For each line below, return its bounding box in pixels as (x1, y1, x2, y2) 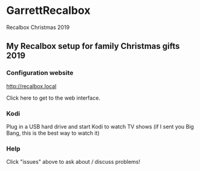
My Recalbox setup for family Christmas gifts (6, 41, 180, 51)
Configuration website (6, 69, 74, 77)
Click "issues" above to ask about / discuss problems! (6, 158, 141, 166)
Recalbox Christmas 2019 (6, 24, 70, 31)
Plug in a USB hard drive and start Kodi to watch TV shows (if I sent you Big (6, 123, 195, 130)
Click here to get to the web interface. (6, 94, 101, 102)
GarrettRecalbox (6, 4, 91, 18)
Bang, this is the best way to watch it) (6, 129, 100, 137)
